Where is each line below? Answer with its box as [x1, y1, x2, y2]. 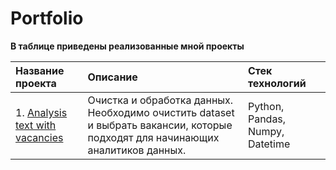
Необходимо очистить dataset [87, 105, 235, 119]
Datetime [247, 137, 291, 151]
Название [15, 63, 65, 77]
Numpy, [247, 124, 285, 138]
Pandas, [247, 112, 287, 126]
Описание [87, 70, 138, 84]
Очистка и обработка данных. [87, 93, 234, 107]
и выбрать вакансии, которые [87, 118, 233, 132]
